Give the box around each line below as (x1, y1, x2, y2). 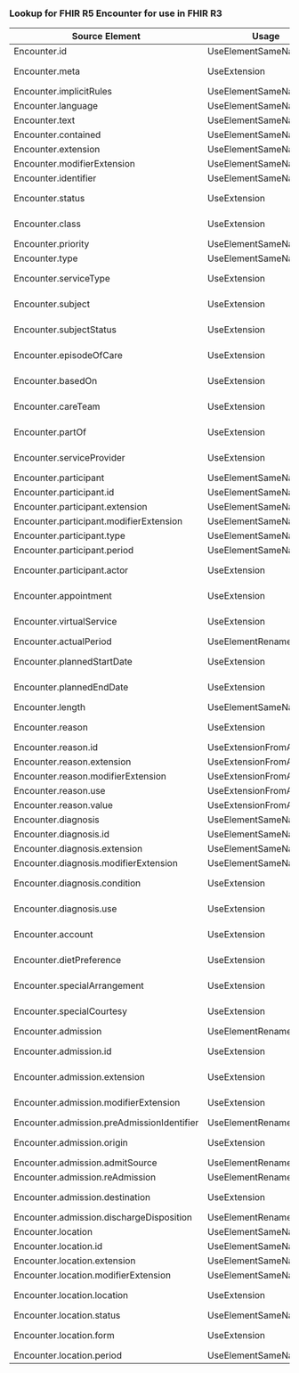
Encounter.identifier (13, 172, 97, 184)
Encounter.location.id (13, 1240, 103, 1253)
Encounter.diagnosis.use (13, 903, 117, 915)
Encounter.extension (13, 143, 101, 156)
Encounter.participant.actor (13, 564, 129, 576)
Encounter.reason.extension (13, 756, 132, 768)
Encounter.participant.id (13, 486, 115, 499)
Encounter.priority (13, 238, 90, 250)
